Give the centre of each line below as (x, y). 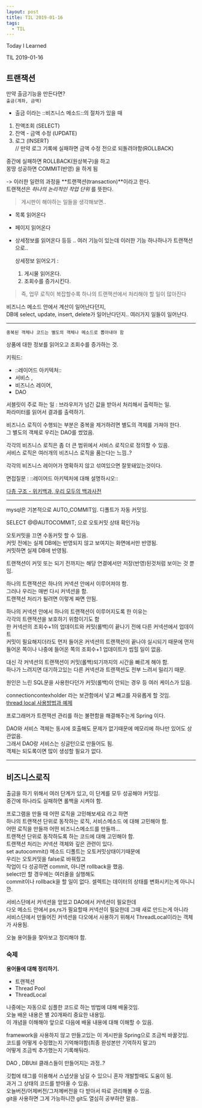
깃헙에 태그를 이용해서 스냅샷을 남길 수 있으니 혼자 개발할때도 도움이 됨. (90, 1076)
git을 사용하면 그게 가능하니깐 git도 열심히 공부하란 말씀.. (73, 1098)
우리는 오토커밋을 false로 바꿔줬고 (46, 859)
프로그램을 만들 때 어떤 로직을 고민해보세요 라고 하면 (67, 813)
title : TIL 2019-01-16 (35, 18)
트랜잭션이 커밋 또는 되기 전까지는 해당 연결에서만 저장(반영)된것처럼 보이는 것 (97, 563)
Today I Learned (26, 46)
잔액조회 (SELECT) (37, 126)
